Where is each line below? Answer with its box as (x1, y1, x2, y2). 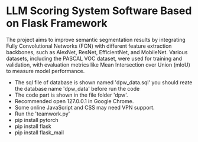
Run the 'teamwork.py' (14, 110, 70, 117)
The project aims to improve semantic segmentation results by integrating (6, 36, 186, 43)
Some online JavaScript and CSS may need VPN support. (14, 104, 155, 111)
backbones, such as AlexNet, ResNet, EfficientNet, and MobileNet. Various (6, 48, 188, 55)
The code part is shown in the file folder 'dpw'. (14, 91, 128, 98)
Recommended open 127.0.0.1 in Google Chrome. (14, 97, 134, 104)
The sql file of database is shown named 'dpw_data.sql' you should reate (14, 78, 193, 86)
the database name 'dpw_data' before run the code (14, 85, 140, 92)
